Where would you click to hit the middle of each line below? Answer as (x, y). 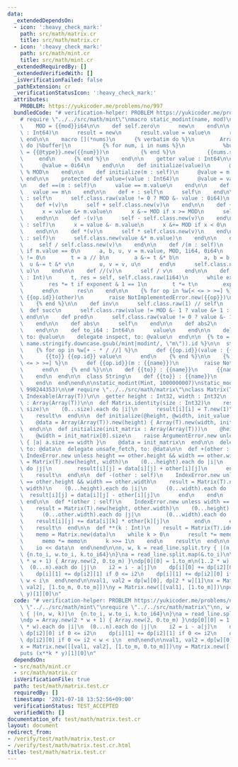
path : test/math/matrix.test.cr (62, 686)
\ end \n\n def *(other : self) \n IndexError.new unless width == (125, 502)
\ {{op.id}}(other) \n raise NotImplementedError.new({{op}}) (123, 297)
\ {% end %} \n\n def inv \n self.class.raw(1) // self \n (121, 304)
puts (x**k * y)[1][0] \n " (58, 653)
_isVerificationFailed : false (58, 80)
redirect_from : (30, 732)
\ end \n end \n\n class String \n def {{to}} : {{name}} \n (119, 376)
